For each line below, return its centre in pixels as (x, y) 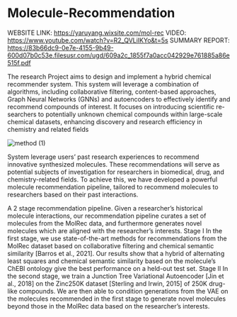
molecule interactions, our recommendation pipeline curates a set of (107, 216)
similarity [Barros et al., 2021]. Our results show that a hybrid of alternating (116, 253)
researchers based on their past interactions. (73, 194)
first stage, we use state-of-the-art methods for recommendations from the (117, 238)
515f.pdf (19, 62)
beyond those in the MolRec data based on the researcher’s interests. (109, 306)
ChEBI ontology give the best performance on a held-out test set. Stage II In (118, 268)
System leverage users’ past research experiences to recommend (103, 157)
